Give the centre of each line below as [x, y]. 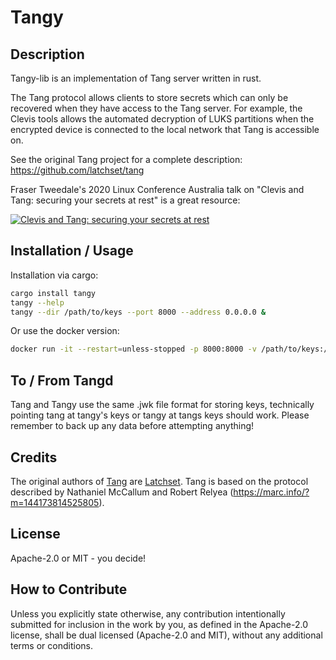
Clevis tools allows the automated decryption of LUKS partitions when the [162, 119]
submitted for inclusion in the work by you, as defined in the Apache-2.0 [159, 624]
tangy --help [37, 302]
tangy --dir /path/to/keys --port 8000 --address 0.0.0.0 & [138, 312]
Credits [34, 457]
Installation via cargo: [54, 275]
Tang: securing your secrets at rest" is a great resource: [125, 200]
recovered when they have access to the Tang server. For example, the [156, 108]
